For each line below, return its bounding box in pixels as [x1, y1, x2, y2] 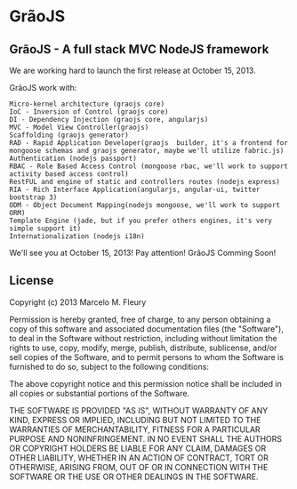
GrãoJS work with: [9, 83, 77, 92]
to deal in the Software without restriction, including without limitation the [9, 333, 277, 343]
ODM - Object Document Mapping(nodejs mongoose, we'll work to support [9, 201, 280, 210]
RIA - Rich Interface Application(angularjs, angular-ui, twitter [9, 185, 261, 194]
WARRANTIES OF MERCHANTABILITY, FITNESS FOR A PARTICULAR [9, 424, 261, 435]
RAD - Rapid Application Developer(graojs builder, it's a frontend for [9, 139, 289, 148]
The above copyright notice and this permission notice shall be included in [9, 378, 282, 389]
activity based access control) [9, 170, 129, 179]
